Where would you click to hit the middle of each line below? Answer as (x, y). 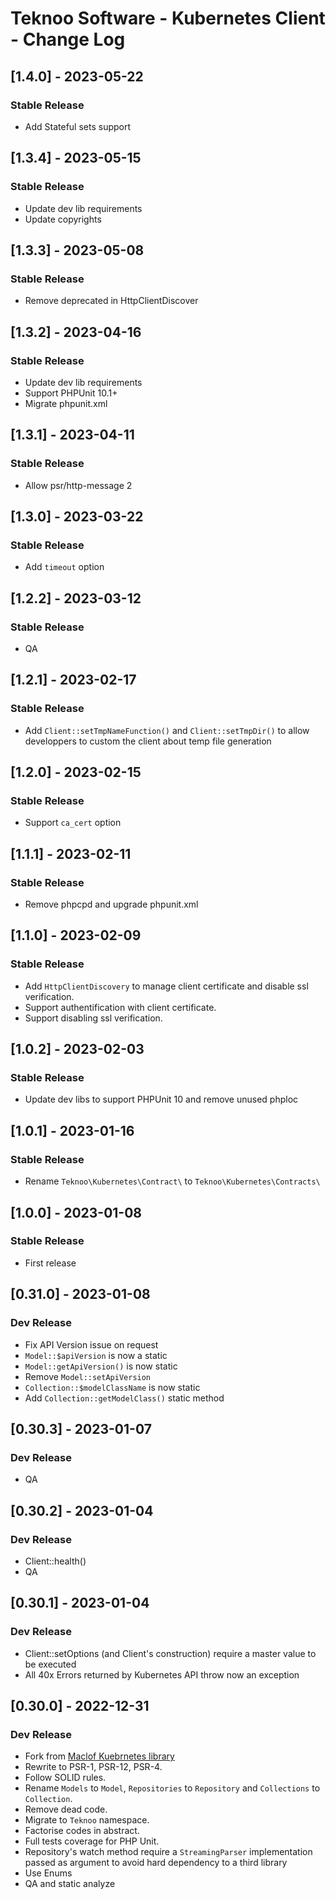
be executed (50, 1664)
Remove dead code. (66, 1809)
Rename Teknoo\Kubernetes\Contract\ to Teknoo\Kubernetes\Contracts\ (172, 1181)
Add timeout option (64, 567)
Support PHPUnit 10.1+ (71, 393)
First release (50, 1263)
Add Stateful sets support (78, 126)
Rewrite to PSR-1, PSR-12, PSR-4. (93, 1767)
